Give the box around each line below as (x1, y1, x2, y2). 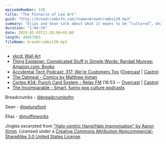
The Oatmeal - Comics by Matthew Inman (12, 74, 97, 80)
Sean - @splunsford (5, 103, 46, 109)
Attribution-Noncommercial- (95, 128, 154, 134)
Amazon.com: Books (12, 63, 55, 69)
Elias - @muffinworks (5, 113, 49, 119)
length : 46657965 (5, 35, 41, 40)
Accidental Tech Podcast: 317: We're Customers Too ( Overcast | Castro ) (12, 69, 159, 75)
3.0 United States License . (28, 133, 82, 139)
